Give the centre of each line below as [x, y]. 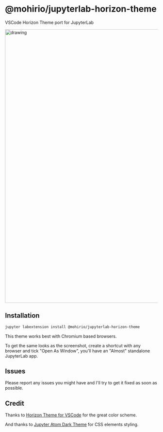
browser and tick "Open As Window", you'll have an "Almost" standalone [78, 351]
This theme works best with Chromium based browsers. [61, 336]
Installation [22, 315]
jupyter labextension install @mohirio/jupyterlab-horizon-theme [72, 327]
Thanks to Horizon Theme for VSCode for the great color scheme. [71, 415]
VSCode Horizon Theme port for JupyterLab [49, 22]
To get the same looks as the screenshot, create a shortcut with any [73, 345]
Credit [15, 403]
